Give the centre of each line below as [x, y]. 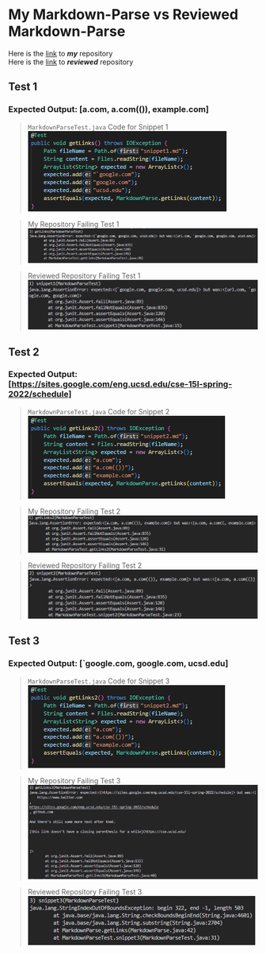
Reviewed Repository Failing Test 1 [84, 276]
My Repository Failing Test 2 [74, 511]
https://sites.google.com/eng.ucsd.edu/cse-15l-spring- [122, 384]
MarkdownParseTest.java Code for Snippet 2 [99, 411]
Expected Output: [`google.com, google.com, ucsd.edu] [118, 664]
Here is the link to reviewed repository [71, 62]
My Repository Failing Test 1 [73, 224]
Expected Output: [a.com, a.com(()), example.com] [109, 110]
